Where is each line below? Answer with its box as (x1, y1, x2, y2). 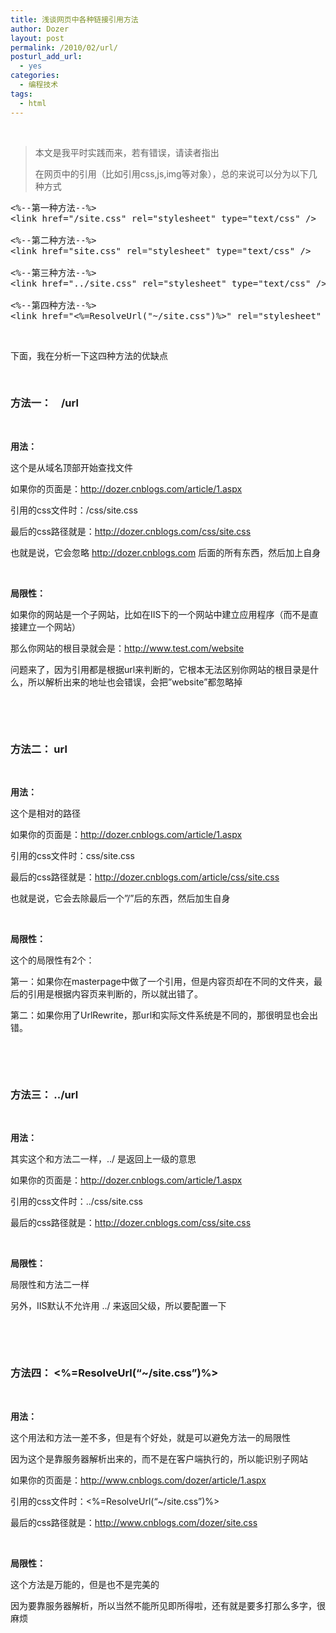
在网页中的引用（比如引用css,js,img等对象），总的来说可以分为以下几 (34, 167, 318, 180)
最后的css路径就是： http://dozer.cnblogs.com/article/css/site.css (10, 871, 280, 883)
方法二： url (10, 742, 68, 756)
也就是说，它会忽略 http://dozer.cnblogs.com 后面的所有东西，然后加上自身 (10, 546, 322, 558)
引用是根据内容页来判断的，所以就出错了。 (27, 988, 203, 1000)
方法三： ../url (10, 1088, 79, 1102)
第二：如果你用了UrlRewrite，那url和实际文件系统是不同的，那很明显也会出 (10, 1009, 319, 1021)
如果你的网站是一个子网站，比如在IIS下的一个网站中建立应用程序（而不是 (10, 608, 310, 620)
